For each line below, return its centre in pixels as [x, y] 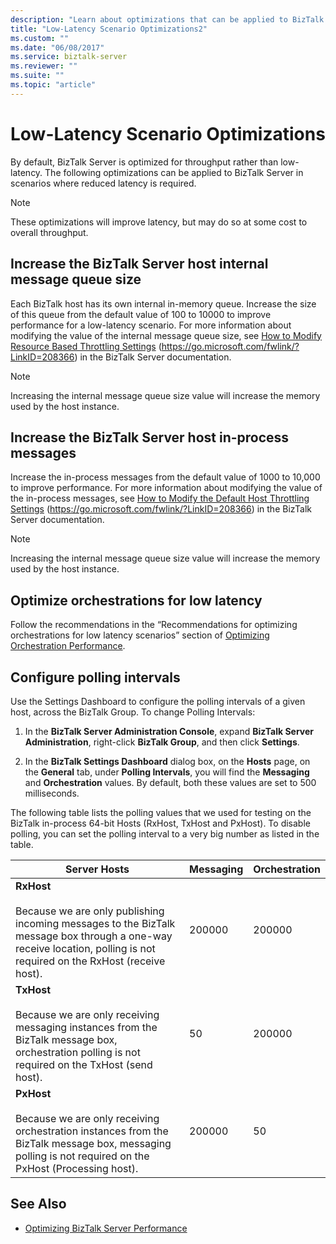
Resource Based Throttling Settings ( [86, 346]
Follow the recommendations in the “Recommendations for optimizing [154, 625]
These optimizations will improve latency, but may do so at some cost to [159, 222]
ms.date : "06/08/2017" [57, 47]
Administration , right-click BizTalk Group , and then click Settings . [162, 742]
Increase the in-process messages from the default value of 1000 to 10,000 [165, 477]
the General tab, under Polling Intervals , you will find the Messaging [167, 772]
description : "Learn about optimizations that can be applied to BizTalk [167, 19]
